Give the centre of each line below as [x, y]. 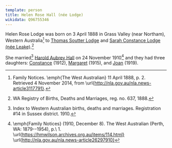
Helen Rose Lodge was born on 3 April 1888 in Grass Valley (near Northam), [85, 34]
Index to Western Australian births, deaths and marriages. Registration [87, 109]
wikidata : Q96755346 [27, 19]
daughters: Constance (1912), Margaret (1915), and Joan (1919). [72, 63]
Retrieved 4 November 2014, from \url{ [53, 83]
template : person [24, 10]
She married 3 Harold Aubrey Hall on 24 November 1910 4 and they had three [85, 57]
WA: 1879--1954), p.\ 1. [37, 129]
